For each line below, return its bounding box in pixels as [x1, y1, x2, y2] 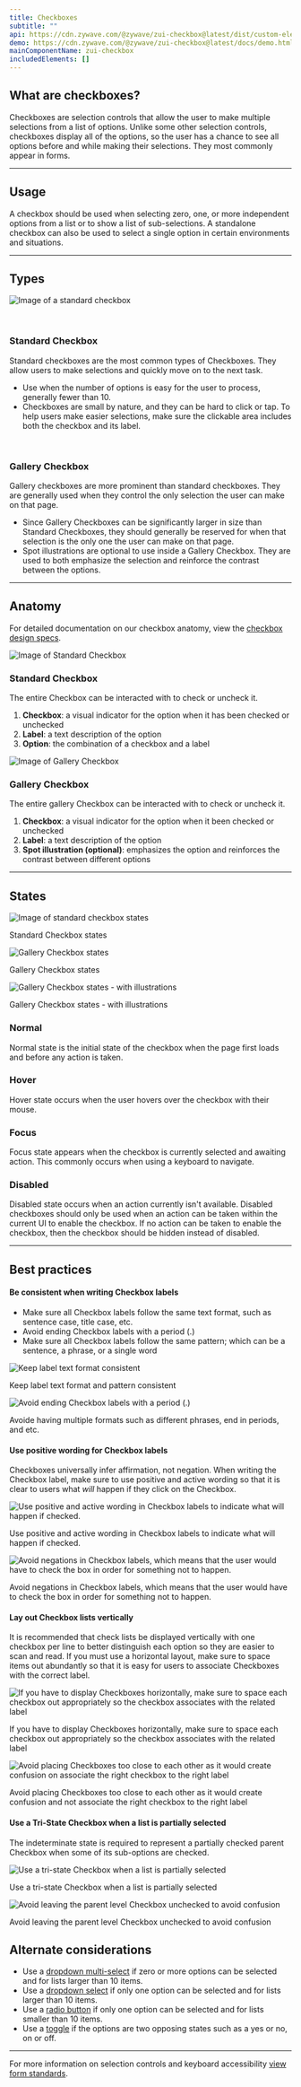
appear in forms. [9, 150, 71, 161]
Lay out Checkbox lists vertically [9, 1611, 134, 1622]
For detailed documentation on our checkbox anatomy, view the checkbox [9, 623, 283, 633]
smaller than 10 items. [21, 2013, 103, 2024]
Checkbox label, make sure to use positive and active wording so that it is [9, 1474, 280, 1485]
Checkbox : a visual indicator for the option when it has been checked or [21, 710, 289, 720]
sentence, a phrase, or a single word [21, 1345, 158, 1356]
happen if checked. [9, 1538, 81, 1549]
